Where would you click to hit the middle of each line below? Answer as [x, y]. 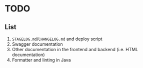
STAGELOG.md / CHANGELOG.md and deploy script [57, 39]
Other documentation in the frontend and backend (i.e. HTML [75, 49]
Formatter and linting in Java [41, 60]
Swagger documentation [37, 44]
